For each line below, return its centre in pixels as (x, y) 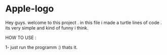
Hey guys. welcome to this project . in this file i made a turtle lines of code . (83, 22)
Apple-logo (30, 9)
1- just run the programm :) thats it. (41, 47)
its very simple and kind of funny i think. (47, 27)
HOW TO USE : (21, 37)
